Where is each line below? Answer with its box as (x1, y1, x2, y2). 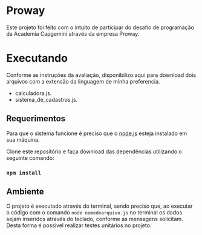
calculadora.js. (15, 89, 52, 97)
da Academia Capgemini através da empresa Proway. (6, 30, 140, 37)
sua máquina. (6, 136, 40, 143)
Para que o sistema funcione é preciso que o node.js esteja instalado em (6, 130, 187, 137)
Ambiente (6, 187, 44, 197)
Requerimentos (6, 113, 66, 124)
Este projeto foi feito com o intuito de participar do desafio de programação (6, 24, 195, 31)
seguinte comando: (6, 154, 54, 161)
